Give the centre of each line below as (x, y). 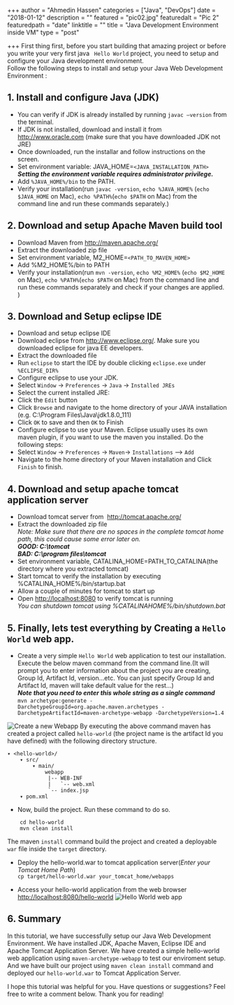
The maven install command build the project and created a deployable (112, 841)
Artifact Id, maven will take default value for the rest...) (96, 685)
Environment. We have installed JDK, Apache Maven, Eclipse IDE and (107, 943)
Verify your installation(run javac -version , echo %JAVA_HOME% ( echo (113, 189)
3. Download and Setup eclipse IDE (85, 316)
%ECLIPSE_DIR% (38, 371)
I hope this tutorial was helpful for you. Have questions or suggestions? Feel (116, 986)
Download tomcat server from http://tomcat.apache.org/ (99, 517)
